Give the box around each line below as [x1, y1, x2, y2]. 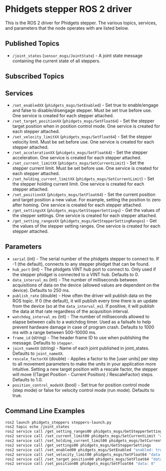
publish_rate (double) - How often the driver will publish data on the [12, 292, 152, 298]
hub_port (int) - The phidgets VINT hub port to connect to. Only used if [12, 266, 156, 272]
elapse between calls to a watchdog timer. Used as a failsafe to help [12, 319, 151, 325]
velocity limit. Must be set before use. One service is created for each [12, 139, 155, 144]
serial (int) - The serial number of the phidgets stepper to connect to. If [12, 256, 159, 262]
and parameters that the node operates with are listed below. [5, 25, 129, 31]
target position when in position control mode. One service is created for [12, 123, 161, 129]
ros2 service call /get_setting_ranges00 [5, 429, 92, 434]
